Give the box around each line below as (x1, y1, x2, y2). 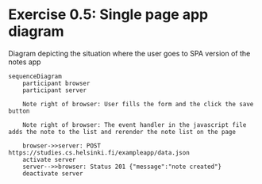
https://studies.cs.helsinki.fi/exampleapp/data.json (8, 148, 191, 156)
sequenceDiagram (8, 72, 62, 80)
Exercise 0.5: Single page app (8, 6, 209, 24)
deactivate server (22, 169, 83, 178)
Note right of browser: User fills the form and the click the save (22, 100, 254, 108)
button (8, 107, 30, 115)
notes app (8, 57, 41, 67)
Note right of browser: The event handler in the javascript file (22, 121, 247, 128)
